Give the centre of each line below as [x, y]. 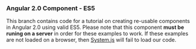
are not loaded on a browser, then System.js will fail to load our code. [91, 40]
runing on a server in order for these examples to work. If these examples [97, 34]
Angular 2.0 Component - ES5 [51, 8]
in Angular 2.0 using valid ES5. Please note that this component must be [95, 27]
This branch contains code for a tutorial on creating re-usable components [98, 21]
